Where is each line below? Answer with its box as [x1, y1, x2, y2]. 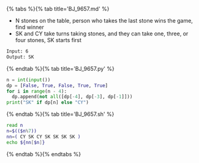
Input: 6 [6, 48, 29, 54]
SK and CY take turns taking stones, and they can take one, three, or [15, 30, 189, 37]
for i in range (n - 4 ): [6, 88, 67, 94]
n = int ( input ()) [6, 76, 51, 83]
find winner [15, 24, 44, 31]
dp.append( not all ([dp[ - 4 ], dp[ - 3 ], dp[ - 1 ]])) [12, 94, 133, 100]
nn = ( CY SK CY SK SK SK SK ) [6, 134, 81, 140]
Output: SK [6, 54, 34, 60]
